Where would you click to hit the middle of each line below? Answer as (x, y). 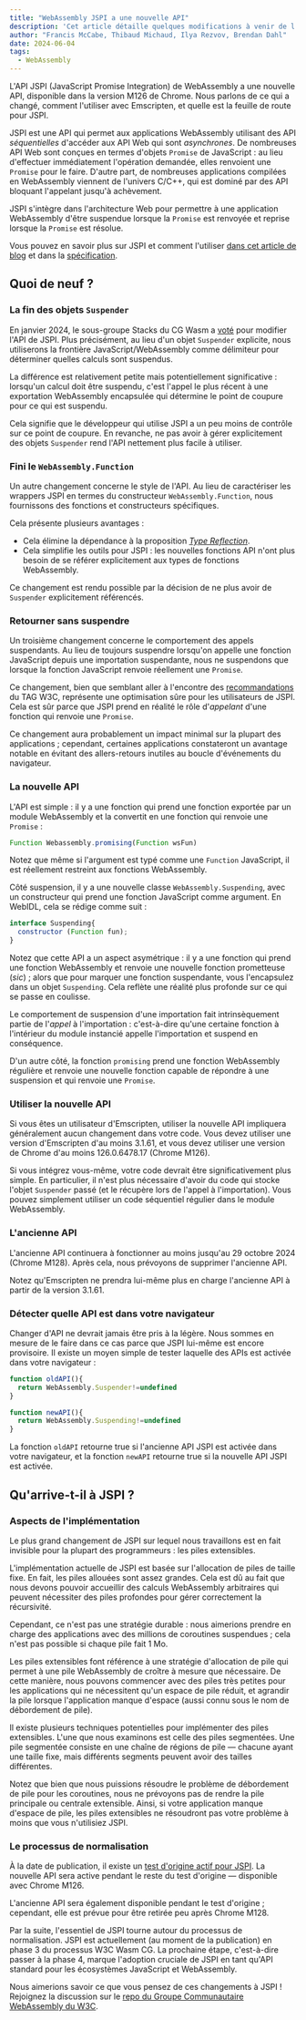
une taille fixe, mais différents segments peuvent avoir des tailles (131, 1757)
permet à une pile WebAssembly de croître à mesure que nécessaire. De (145, 1671)
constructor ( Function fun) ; (73, 932)
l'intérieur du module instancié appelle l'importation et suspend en (133, 1034)
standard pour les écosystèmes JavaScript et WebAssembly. (123, 1969)
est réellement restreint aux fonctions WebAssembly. (108, 870)
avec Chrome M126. (47, 1886)
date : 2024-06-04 (42, 43)
